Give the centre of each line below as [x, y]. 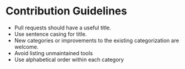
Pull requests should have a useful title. [63, 28]
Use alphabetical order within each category [69, 59]
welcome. [26, 47]
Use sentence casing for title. [51, 34]
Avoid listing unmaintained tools [54, 53]
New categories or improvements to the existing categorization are [97, 40]
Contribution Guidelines [66, 11]
